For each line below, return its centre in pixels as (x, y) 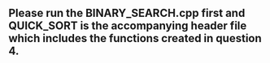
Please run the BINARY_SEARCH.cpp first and (127, 13)
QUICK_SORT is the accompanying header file (128, 26)
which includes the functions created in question (135, 38)
